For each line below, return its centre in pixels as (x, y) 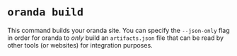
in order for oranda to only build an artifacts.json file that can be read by (116, 38)
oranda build (45, 12)
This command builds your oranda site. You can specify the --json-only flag (118, 30)
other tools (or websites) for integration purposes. (80, 45)
